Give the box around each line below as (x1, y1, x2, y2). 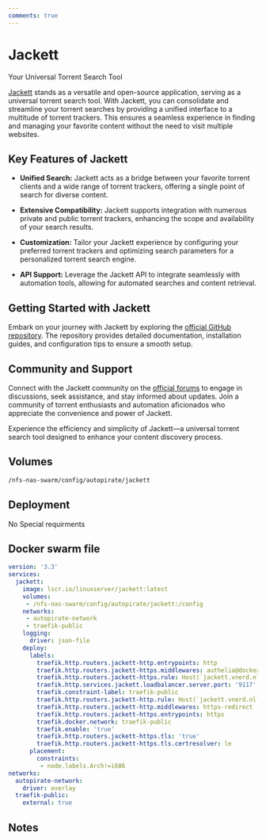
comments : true (8, 11, 59, 20)
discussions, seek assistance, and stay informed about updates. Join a (8, 391, 239, 401)
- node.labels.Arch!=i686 (40, 762, 126, 769)
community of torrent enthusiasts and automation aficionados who (8, 400, 226, 409)
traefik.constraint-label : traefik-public (36, 689, 179, 697)
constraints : (36, 754, 80, 763)
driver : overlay (22, 784, 77, 792)
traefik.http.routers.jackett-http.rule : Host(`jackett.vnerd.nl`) (36, 696, 264, 704)
